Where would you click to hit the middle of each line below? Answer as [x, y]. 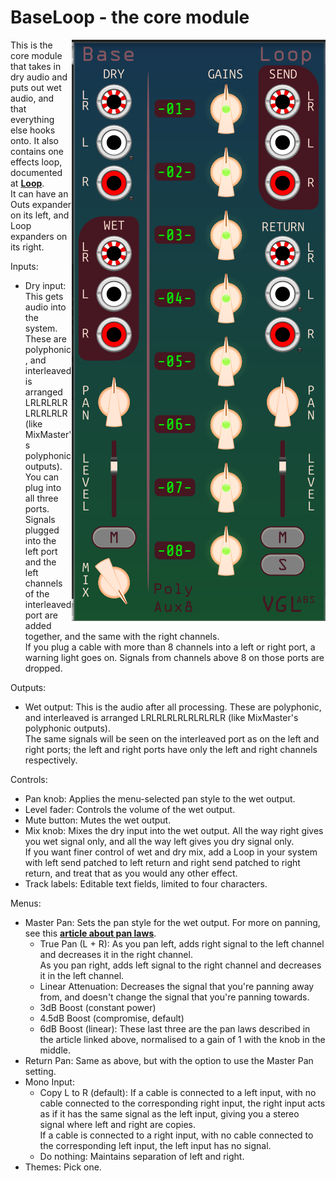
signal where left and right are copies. [117, 1124]
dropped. [43, 668]
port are [41, 615]
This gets [44, 296]
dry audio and [39, 77]
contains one [37, 151]
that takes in [36, 66]
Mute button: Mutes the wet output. [98, 820]
